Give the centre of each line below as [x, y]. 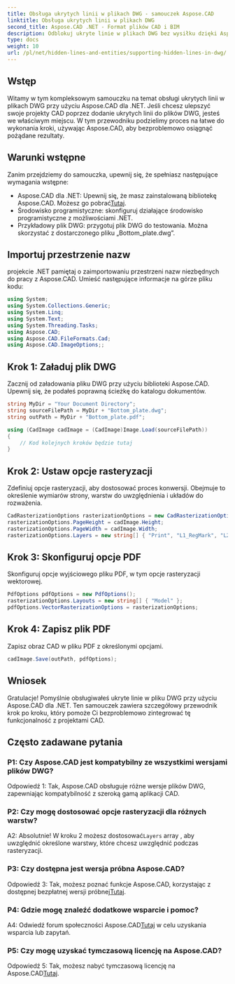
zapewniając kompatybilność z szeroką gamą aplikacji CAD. [93, 794]
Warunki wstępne [47, 157]
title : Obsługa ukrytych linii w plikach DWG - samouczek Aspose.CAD [111, 14]
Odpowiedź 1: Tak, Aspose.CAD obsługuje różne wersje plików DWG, [106, 786]
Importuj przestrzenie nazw [69, 254]
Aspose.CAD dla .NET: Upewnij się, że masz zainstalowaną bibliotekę [117, 195]
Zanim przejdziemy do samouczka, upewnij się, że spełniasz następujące [113, 174]
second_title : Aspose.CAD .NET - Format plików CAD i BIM [93, 27]
